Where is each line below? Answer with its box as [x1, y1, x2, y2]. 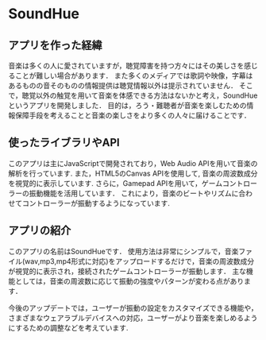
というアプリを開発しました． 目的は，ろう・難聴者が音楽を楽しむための [8, 101, 247, 110]
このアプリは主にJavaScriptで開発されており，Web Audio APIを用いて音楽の [8, 158, 258, 168]
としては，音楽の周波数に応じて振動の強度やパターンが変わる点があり [14, 276, 245, 286]
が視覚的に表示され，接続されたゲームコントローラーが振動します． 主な [8, 266, 246, 276]
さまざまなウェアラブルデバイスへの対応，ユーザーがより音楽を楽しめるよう [8, 313, 258, 323]
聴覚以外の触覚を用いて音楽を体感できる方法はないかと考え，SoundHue [21, 91, 258, 100]
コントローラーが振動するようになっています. [21, 198, 171, 207]
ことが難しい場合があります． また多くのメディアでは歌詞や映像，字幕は [14, 71, 253, 80]
